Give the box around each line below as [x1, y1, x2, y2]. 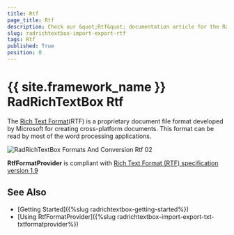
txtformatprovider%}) [17, 220, 79, 228]
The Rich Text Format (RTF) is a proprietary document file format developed [7, 116, 224, 126]
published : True [7, 43, 54, 50]
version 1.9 [7, 166, 38, 174]
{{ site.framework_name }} [7, 79, 166, 95]
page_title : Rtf [7, 17, 54, 24]
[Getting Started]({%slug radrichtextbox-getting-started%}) [17, 205, 189, 213]
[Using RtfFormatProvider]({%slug [17, 212, 116, 220]
